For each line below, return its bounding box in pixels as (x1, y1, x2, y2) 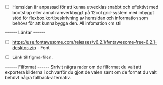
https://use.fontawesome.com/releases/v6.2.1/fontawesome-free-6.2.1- (12, 39, 157, 45)
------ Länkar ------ (5, 29, 46, 36)
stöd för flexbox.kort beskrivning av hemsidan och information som (12, 15, 148, 21)
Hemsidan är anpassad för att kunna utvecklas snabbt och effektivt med (12, 4, 159, 10)
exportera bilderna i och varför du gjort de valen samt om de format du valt (5, 69, 157, 75)
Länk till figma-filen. (12, 54, 53, 60)
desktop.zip (12, 45, 36, 51)
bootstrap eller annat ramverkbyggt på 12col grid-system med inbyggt (12, 10, 154, 16)
